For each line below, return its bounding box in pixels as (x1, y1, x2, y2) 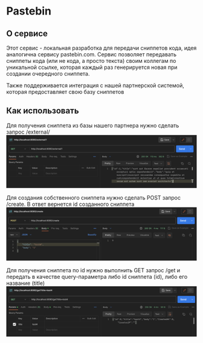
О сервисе (6, 28, 48, 39)
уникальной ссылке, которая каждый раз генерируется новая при (6, 64, 178, 71)
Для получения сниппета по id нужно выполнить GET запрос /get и (6, 266, 180, 273)
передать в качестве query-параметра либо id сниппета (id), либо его (6, 273, 188, 280)
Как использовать (6, 106, 80, 116)
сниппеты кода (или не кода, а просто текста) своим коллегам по (6, 57, 176, 64)
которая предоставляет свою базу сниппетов (6, 88, 124, 95)
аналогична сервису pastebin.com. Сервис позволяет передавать (6, 51, 177, 58)
